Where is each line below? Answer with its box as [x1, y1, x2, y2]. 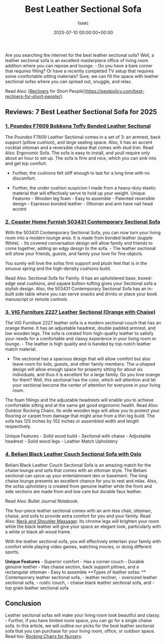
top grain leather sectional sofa [5, 584, 69, 591]
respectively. [5, 423, 31, 430]
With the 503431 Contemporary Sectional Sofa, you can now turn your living [5, 229, 161, 235]
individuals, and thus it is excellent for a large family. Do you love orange [12, 372, 160, 378]
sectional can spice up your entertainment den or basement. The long [5, 472, 148, 478]
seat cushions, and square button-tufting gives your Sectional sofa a [16, 280, 157, 286]
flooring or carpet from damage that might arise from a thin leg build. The [5, 413, 155, 419]
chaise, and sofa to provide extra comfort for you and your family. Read [5, 513, 151, 519]
